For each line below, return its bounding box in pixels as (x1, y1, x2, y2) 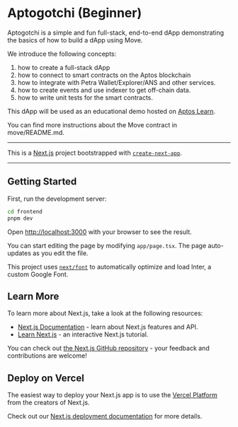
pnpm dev (7, 214, 33, 222)
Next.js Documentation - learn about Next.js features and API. (17, 323, 198, 332)
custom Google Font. (7, 270, 69, 279)
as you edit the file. (33, 249, 89, 257)
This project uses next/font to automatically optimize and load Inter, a (7, 262, 212, 271)
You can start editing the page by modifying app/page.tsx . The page (7, 241, 207, 250)
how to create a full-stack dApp (17, 63, 110, 71)
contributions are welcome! (7, 351, 87, 360)
